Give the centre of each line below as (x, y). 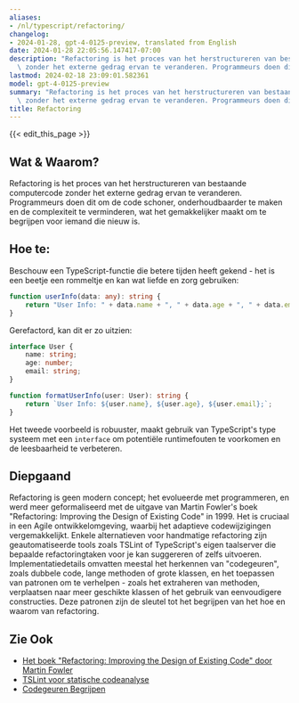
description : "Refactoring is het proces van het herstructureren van (143, 59)
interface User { (41, 347)
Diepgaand (40, 476)
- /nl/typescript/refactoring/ (67, 26)
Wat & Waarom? (54, 162)
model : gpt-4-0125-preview (59, 84)
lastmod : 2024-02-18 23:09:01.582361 (79, 76)
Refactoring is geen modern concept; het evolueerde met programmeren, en (149, 498)
